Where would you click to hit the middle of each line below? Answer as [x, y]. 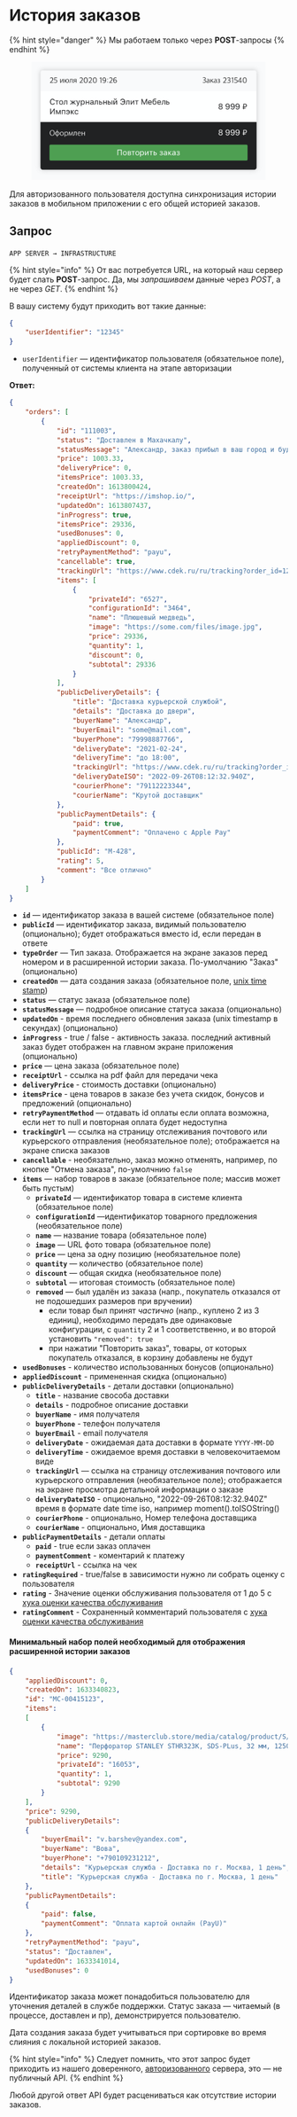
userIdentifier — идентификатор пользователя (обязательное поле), [153, 359]
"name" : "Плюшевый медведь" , [142, 618]
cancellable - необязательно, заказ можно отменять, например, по [150, 1160]
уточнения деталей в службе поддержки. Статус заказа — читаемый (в [145, 2006]
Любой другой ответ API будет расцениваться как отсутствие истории [143, 2095]
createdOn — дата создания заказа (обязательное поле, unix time [144, 981]
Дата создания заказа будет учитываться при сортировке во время [138, 2033]
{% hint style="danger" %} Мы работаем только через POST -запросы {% [147, 40]
